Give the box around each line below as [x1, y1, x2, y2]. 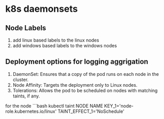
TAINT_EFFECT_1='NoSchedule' [57, 108, 125, 114]
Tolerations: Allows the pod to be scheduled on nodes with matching [12, 87, 158, 93]
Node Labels [5, 24, 46, 32]
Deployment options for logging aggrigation [5, 57, 149, 66]
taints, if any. [12, 93, 40, 99]
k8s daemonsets [5, 3, 78, 15]
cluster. [12, 76, 29, 83]
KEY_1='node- [104, 103, 134, 109]
